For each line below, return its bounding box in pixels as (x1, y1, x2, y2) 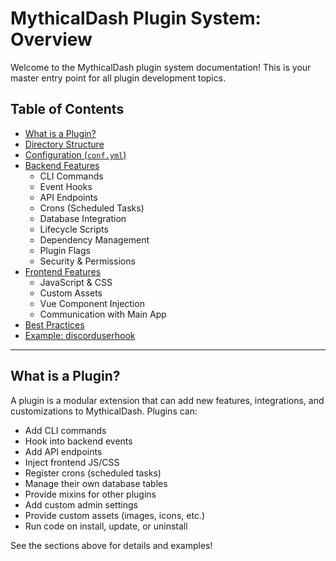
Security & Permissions (39, 255, 136, 267)
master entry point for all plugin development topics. (10, 72, 227, 84)
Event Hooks (39, 180, 93, 192)
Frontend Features (24, 265, 102, 277)
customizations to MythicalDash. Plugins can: (10, 405, 198, 417)
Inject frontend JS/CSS (24, 456, 120, 468)
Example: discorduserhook (24, 329, 136, 341)
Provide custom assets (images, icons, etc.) (24, 509, 205, 521)
